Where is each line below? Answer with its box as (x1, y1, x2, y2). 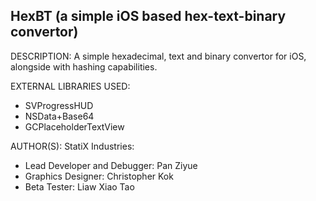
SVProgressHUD (24, 99, 94, 111)
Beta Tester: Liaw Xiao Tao (24, 180, 135, 193)
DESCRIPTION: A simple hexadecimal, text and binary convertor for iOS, (10, 50, 307, 62)
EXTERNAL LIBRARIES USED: (10, 80, 131, 92)
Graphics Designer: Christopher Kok (24, 170, 174, 182)
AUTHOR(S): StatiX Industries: (10, 140, 135, 152)
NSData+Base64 (24, 110, 95, 122)
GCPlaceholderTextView (24, 120, 125, 133)
